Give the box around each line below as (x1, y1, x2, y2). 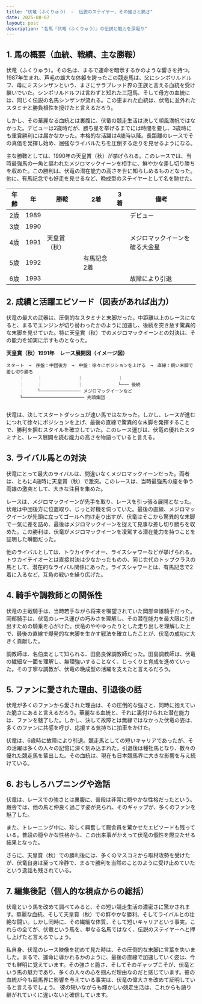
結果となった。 (6, 839, 43, 846)
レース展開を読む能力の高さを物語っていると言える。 (26, 433, 158, 441)
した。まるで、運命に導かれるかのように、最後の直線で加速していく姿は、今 (6, 953, 195, 961)
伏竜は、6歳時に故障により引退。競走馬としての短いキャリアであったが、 (6, 737, 188, 744)
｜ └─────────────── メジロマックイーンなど (19, 388, 133, 394)
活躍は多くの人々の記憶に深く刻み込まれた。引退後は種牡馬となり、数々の (11, 745, 196, 752)
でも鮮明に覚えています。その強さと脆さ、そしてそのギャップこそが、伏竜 (6, 961, 189, 968)
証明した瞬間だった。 (6, 535, 59, 542)
